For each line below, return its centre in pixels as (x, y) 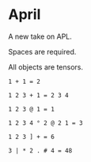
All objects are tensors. (46, 67)
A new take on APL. (40, 36)
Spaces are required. (42, 51)
